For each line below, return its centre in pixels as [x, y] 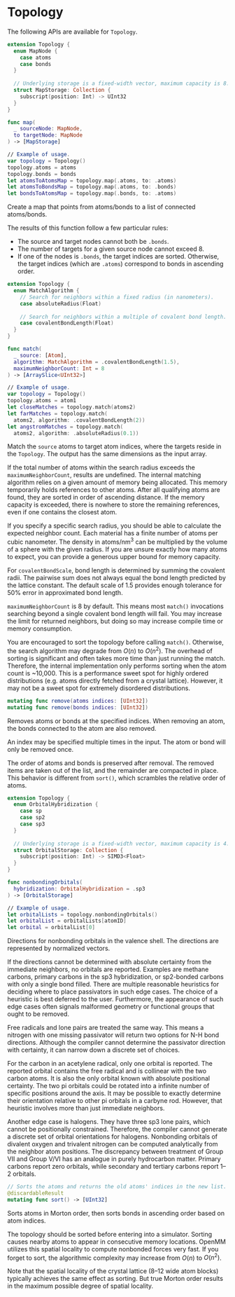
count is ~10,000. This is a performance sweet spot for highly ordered [108, 673]
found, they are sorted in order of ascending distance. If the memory [106, 497]
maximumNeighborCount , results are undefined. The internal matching [104, 475]
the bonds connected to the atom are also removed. [82, 728]
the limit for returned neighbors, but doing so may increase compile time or [115, 622]
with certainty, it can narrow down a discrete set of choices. [94, 1050]
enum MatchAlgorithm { [47, 291]
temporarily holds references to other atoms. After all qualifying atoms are [114, 490]
